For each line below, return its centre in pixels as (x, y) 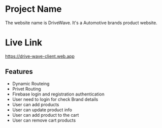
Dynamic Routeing (31, 83)
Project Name (33, 9)
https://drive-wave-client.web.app (40, 56)
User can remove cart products (44, 120)
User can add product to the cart (46, 115)
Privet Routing (27, 89)
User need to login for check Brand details (55, 99)
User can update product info (42, 110)
